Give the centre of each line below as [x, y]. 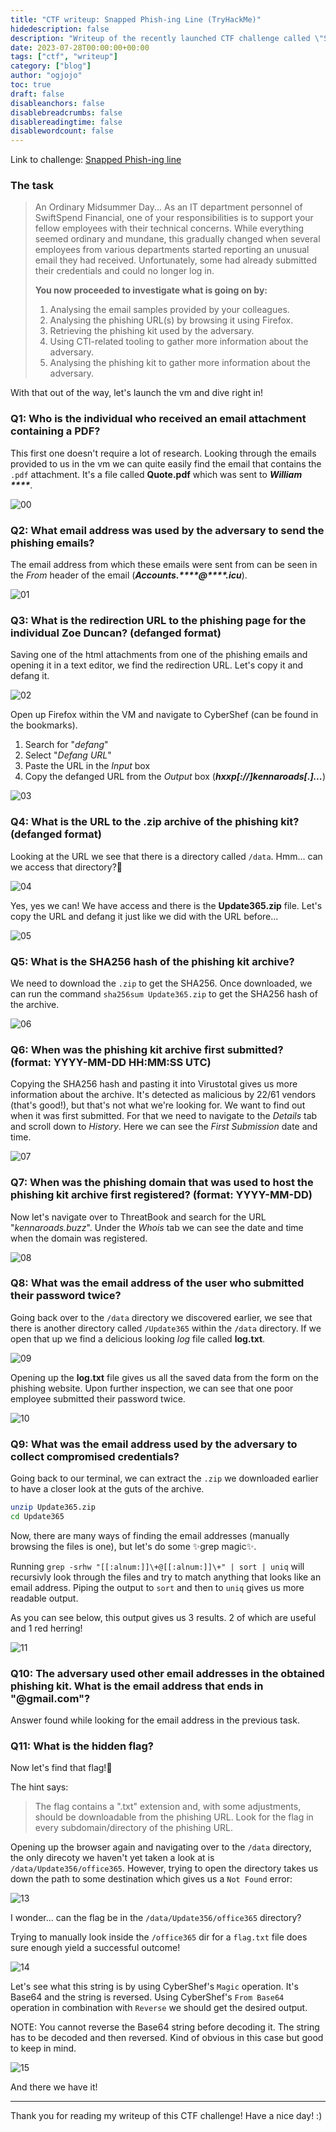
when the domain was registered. [79, 1238]
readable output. [44, 1598]
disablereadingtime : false [66, 122]
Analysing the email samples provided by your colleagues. [169, 310]
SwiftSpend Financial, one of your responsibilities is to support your [174, 218]
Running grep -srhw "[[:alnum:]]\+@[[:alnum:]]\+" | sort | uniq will [157, 1566]
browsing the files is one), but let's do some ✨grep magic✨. [133, 1546]
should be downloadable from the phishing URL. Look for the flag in [174, 1817]
